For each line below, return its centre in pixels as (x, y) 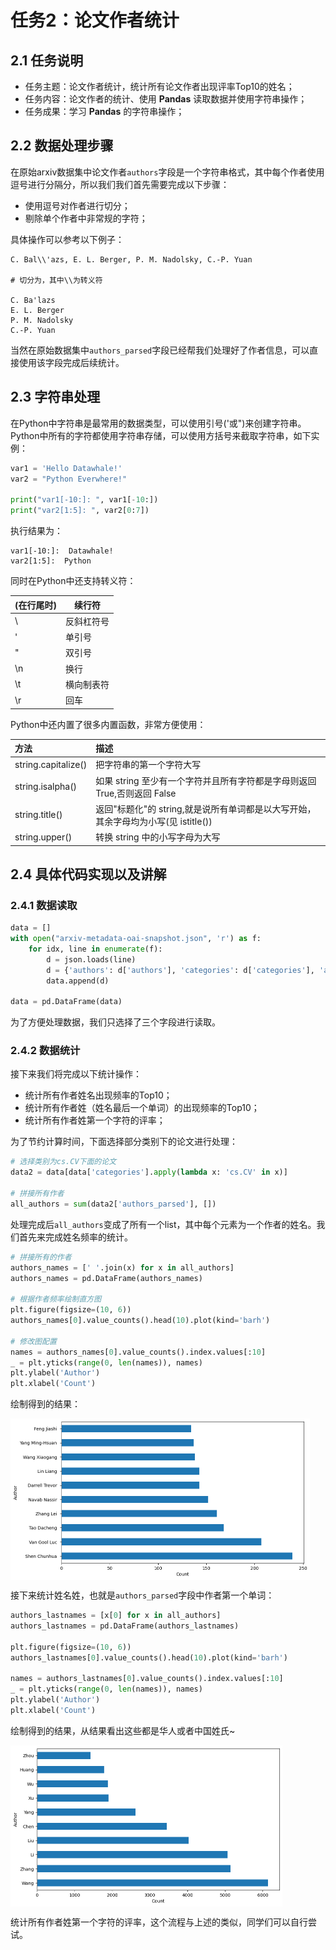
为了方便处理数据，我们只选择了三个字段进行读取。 (115, 1022)
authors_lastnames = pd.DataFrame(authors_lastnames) (125, 1626)
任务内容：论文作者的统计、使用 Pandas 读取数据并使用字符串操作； (166, 99)
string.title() (38, 815)
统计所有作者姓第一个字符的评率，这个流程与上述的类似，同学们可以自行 (159, 1922)
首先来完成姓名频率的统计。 (75, 1237)
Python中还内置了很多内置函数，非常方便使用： (108, 724)
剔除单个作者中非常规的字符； (86, 218)
